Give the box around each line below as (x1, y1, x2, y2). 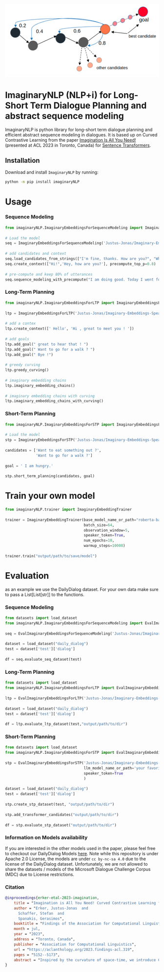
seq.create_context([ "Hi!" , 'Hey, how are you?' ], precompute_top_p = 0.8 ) (5, 261, 156, 266)
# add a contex (5, 321, 36, 326)
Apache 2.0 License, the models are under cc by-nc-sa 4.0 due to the (5, 856, 146, 862)
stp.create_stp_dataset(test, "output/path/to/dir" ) (5, 802, 115, 807)
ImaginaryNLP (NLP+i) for (5, 89, 112, 101)
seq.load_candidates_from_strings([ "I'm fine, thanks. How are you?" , (5, 256, 152, 261)
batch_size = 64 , (83, 522, 115, 528)
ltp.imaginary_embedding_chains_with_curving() (5, 399, 104, 404)
